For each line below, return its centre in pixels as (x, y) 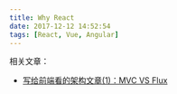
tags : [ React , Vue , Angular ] (64, 34)
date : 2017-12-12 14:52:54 (60, 26)
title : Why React (42, 18)
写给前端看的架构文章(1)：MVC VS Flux (95, 80)
